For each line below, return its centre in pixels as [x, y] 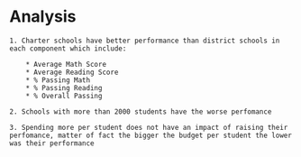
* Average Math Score [66, 64]
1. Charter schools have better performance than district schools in [145, 41]
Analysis [43, 17]
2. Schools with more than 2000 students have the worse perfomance [141, 111]
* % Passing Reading [64, 88]
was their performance [52, 143]
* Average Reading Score [72, 72]
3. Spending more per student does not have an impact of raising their [149, 127]
